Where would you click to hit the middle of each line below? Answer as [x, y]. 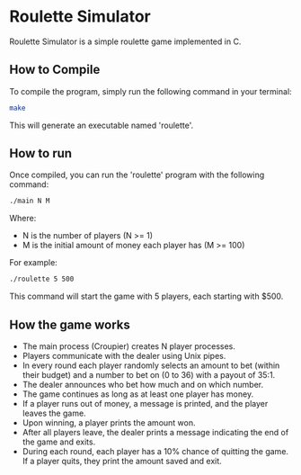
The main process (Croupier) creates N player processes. [129, 346]
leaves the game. [54, 413]
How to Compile [55, 70]
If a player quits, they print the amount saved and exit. [122, 461]
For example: [34, 263]
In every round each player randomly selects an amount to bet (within [151, 365]
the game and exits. [59, 442]
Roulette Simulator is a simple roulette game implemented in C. [125, 41]
